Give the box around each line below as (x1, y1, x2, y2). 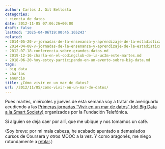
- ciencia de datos (5, 16, 45, 21)
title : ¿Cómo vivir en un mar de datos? (5, 80, 89, 85)
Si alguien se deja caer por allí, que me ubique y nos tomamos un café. (5, 119, 148, 124)
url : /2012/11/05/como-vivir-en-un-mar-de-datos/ (5, 85, 109, 90)
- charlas (5, 71, 26, 76)
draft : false (5, 26, 32, 30)
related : (5, 35, 23, 40)
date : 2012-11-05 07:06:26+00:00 (5, 21, 74, 26)
